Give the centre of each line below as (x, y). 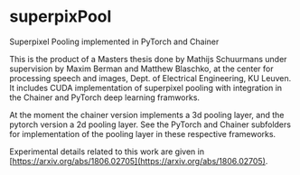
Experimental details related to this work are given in (107, 152)
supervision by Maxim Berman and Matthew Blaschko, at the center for (141, 69)
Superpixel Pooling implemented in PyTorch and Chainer (114, 41)
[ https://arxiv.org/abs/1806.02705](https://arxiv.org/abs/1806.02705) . (139, 161)
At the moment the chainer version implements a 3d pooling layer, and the (147, 115)
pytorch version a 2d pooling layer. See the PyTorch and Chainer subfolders (150, 124)
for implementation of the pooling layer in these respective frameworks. (143, 134)
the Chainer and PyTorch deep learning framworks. (105, 97)
